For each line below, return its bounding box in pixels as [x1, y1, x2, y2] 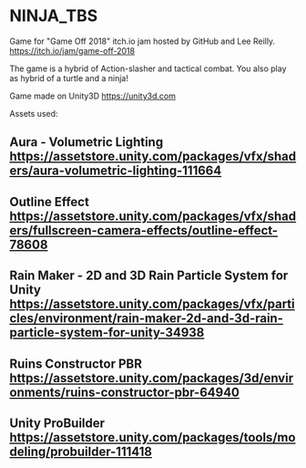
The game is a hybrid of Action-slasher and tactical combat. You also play [9, 63, 287, 74]
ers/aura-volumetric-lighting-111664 [9, 163, 222, 179]
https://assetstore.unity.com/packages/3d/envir [9, 370, 294, 386]
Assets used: [9, 108, 58, 119]
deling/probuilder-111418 [9, 443, 153, 459]
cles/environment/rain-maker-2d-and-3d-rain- [9, 311, 284, 327]
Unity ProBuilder [9, 415, 106, 431]
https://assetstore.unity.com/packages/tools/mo [9, 430, 296, 445]
